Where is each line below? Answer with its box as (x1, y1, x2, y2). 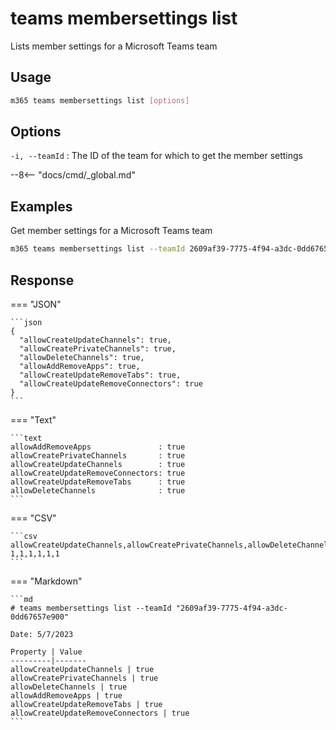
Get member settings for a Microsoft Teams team (10, 225, 213, 237)
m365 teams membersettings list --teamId (10, 244, 186, 254)
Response (10, 272, 75, 289)
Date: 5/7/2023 (10, 629, 74, 639)
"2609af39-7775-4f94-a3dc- (175, 603, 288, 613)
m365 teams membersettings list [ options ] (10, 95, 190, 106)
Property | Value (10, 647, 83, 657)
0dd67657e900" (10, 612, 70, 622)
